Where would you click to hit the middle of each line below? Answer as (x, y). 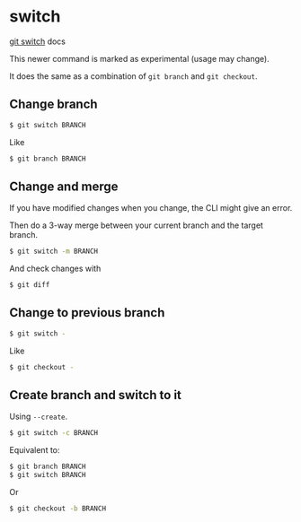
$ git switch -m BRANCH (54, 252)
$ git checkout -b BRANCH (58, 509)
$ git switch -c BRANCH (54, 433)
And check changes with (55, 269)
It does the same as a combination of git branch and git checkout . (133, 76)
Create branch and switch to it (96, 395)
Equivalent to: (35, 450)
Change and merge (64, 186)
